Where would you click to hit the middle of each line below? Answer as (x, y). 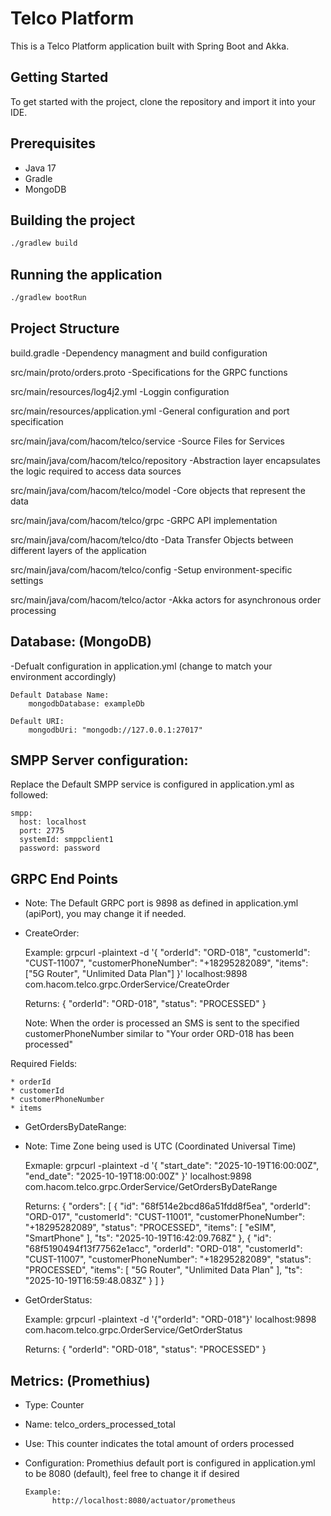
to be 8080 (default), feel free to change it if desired (132, 1473)
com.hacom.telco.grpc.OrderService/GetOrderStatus (133, 1330)
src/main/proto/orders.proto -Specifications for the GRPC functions (149, 372)
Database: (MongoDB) (81, 642)
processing (33, 610)
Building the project (73, 220)
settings (27, 580)
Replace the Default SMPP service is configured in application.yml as (152, 784)
